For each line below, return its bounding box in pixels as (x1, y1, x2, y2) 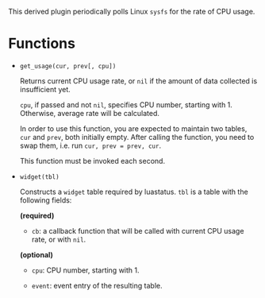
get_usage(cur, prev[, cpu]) (19, 62, 117, 70)
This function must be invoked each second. (19, 156, 165, 165)
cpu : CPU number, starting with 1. (31, 265, 140, 275)
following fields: (19, 195, 72, 205)
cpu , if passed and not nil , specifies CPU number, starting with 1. (19, 99, 232, 110)
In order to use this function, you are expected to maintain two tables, (19, 123, 248, 134)
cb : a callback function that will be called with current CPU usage (31, 226, 244, 235)
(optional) (19, 250, 54, 259)
